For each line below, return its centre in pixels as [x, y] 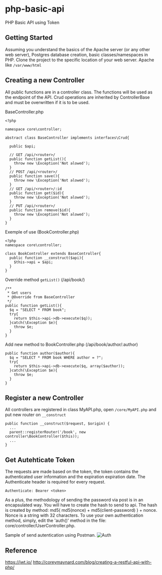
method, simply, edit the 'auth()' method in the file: [56, 521]
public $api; [23, 146]
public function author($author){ [40, 353]
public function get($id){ [37, 193]
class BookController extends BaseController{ [53, 253]
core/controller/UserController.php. [40, 526]
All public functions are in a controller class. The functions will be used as [79, 92]
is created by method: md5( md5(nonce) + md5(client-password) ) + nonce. [81, 510]
